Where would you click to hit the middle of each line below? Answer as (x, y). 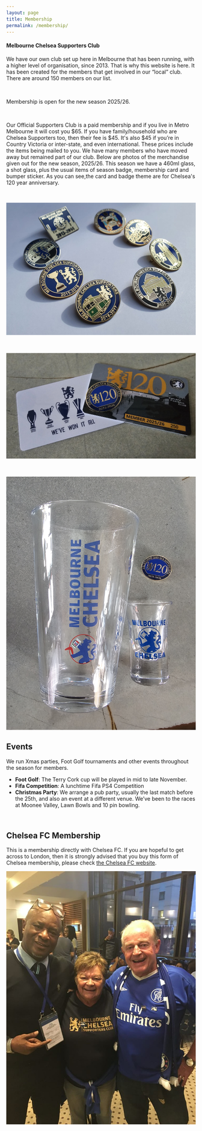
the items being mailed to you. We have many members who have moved (97, 150)
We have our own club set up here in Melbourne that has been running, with (100, 59)
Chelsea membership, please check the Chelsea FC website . (81, 863)
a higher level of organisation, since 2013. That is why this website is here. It (100, 65)
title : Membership (29, 19)
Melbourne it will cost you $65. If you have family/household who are (92, 131)
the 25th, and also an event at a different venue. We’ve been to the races (105, 798)
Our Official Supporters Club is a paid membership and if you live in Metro (98, 125)
